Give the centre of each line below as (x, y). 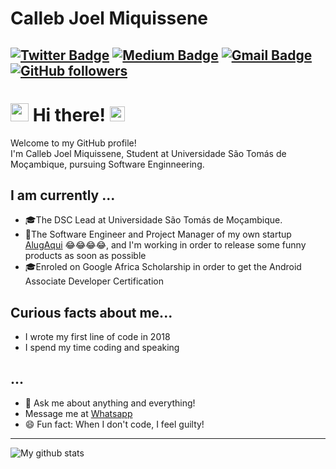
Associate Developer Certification (94, 281)
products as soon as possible (85, 256)
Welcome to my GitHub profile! (73, 143)
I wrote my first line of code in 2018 (97, 337)
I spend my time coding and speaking (102, 348)
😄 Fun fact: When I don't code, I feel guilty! (114, 424)
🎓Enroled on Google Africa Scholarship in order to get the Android (163, 267)
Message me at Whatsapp (78, 413)
